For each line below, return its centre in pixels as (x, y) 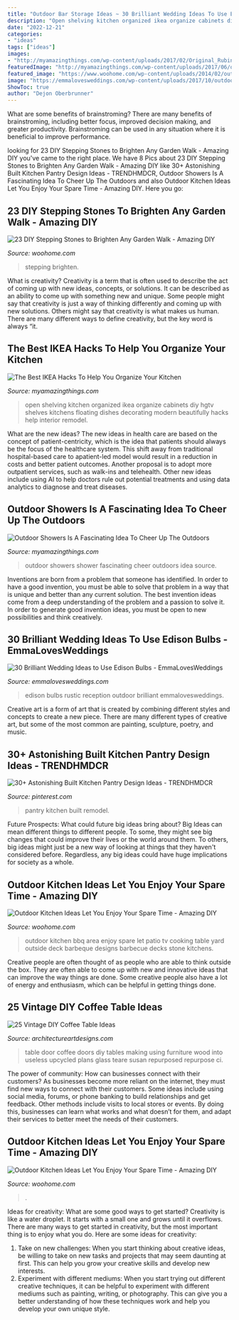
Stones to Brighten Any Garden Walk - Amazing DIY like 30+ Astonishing (114, 166)
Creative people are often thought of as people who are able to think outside (119, 962)
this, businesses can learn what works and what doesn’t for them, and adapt (119, 1112)
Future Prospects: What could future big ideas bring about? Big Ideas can (115, 825)
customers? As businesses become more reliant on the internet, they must (116, 1081)
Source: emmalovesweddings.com (58, 682)
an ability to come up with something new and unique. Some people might (116, 296)
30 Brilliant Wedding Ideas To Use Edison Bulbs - (118, 639)
